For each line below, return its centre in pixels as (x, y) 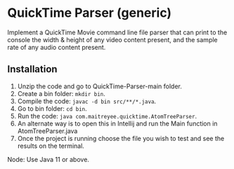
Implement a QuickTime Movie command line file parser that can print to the (117, 32)
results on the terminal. (51, 146)
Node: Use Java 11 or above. (48, 159)
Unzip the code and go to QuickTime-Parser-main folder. (100, 86)
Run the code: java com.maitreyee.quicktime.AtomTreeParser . (107, 116)
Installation (32, 69)
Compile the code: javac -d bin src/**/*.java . (87, 101)
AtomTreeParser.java (47, 130)
